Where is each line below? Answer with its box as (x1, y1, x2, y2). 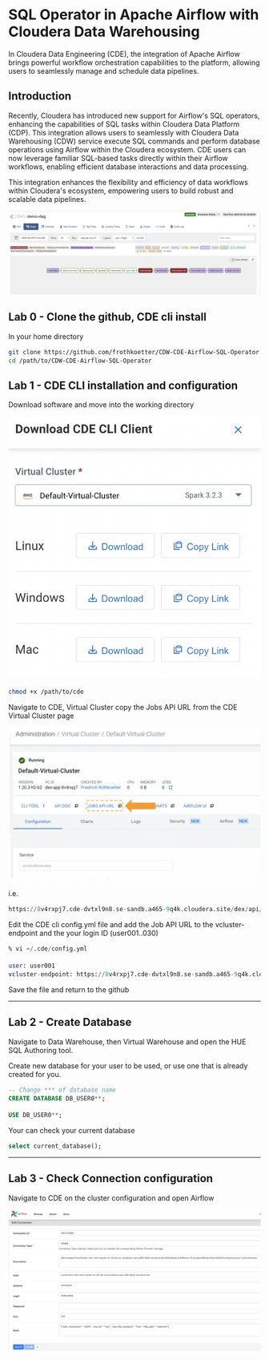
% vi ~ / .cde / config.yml (8, 945, 88, 953)
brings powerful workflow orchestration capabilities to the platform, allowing (8, 58, 260, 67)
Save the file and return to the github (8, 984, 130, 995)
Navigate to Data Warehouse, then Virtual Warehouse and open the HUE (8, 1036, 247, 1047)
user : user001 (8, 962, 56, 971)
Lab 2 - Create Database (8, 1015, 132, 1029)
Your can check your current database (8, 1126, 135, 1136)
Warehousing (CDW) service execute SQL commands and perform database (8, 136, 260, 146)
